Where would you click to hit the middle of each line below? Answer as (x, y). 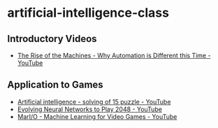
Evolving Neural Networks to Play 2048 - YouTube (90, 109)
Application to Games (55, 85)
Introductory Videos (52, 39)
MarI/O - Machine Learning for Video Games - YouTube (97, 116)
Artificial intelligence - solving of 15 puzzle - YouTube (94, 101)
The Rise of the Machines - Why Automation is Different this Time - (114, 55)
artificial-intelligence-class (88, 13)
